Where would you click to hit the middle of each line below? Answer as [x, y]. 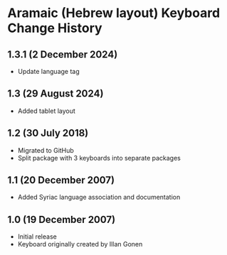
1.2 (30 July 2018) [48, 133]
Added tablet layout [47, 111]
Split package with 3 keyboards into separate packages [99, 158]
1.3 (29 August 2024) [56, 94]
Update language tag [48, 71]
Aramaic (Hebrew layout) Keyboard [114, 13]
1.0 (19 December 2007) [62, 219]
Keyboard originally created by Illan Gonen [80, 244]
